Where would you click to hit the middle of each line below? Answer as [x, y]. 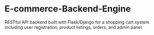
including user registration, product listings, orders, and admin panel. [74, 27]
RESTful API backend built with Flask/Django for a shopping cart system [77, 22]
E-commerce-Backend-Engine [68, 9]
